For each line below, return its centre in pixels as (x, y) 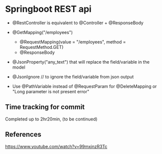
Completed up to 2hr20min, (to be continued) (51, 119)
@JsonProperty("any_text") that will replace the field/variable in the (81, 62)
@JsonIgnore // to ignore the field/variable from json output (73, 77)
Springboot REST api (48, 9)
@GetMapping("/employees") (42, 32)
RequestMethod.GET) (41, 47)
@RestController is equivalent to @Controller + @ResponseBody (78, 23)
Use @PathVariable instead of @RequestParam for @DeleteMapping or (84, 86)
